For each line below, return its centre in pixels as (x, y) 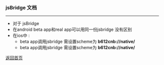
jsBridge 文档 (21, 7)
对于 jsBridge (26, 24)
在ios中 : (21, 36)
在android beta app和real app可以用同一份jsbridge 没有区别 (72, 29)
